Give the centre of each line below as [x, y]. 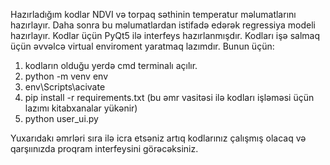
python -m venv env [66, 76]
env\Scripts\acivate [65, 87]
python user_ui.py [61, 118]
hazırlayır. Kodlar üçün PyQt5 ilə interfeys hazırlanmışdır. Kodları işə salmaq [165, 35]
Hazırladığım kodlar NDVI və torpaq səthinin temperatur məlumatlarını [153, 14]
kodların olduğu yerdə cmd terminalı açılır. [111, 65]
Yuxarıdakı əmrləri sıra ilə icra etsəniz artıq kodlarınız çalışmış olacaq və [158, 138]
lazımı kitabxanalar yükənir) [81, 108]
